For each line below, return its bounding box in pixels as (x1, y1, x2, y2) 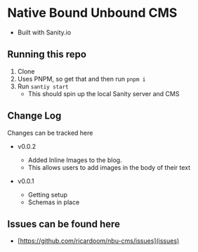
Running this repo (7, 48, 86, 60)
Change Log (7, 110, 62, 122)
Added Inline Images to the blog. (27, 156, 122, 164)
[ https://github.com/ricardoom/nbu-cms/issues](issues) (17, 237, 180, 245)
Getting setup (27, 190, 68, 199)
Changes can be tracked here (7, 128, 93, 137)
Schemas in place (27, 198, 80, 206)
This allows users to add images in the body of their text (27, 163, 191, 171)
